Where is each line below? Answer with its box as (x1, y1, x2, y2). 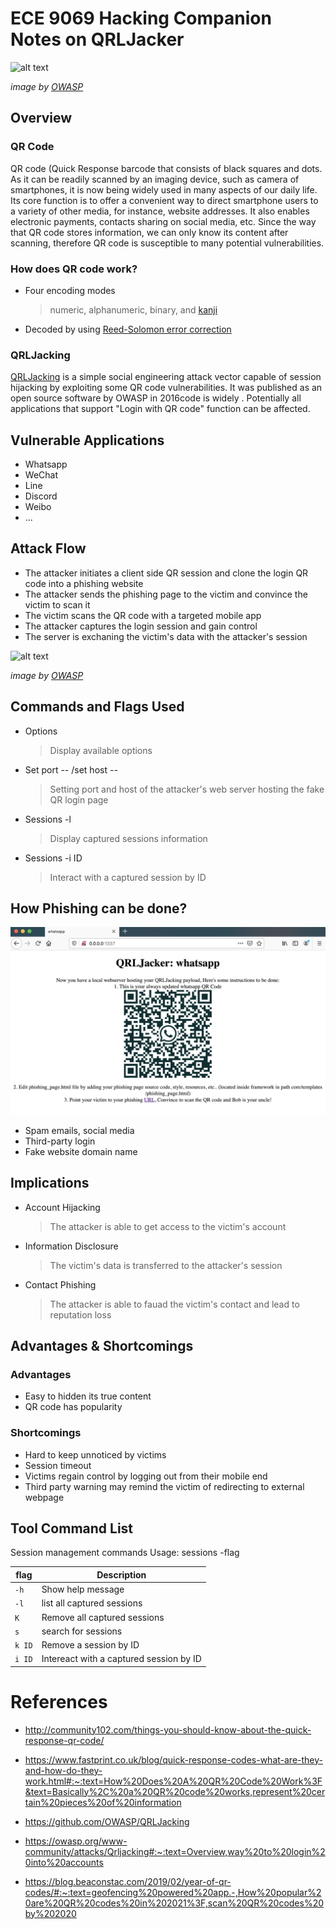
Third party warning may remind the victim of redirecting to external (24, 1480, 305, 1492)
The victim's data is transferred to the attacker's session (49, 1259, 283, 1271)
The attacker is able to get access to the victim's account (49, 1220, 287, 1232)
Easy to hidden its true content (24, 1390, 152, 1402)
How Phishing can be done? (10, 900, 188, 917)
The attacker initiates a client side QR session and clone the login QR (24, 567, 309, 579)
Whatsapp (24, 458, 68, 471)
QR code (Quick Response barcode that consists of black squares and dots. (10, 162, 323, 174)
